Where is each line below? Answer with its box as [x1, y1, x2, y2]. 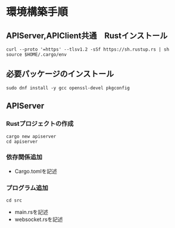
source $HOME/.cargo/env [6, 52, 67, 58]
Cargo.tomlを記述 [14, 167, 58, 175]
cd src [6, 197, 22, 203]
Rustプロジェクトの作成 [6, 120, 74, 128]
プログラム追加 [6, 183, 49, 192]
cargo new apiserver [6, 133, 57, 139]
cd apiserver [6, 139, 38, 145]
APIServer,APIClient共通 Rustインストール [6, 31, 168, 41]
